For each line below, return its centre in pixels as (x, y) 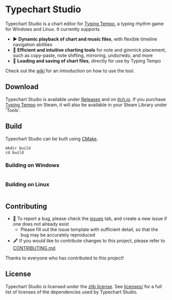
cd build (15, 152)
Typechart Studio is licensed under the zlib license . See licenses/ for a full (84, 286)
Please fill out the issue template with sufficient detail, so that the (89, 229)
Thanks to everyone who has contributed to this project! (65, 258)
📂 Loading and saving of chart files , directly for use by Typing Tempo (87, 61)
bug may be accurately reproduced (58, 235)
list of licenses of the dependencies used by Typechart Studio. (71, 292)
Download (22, 87)
